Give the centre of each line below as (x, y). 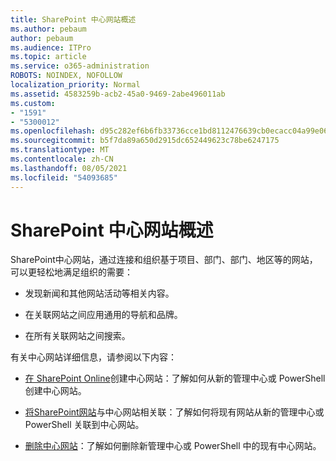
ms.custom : (33, 103)
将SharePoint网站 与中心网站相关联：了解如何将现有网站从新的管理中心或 (174, 412)
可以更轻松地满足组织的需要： (71, 272)
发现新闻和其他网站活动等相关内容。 (99, 293)
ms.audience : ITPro (51, 47)
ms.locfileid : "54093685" (64, 177)
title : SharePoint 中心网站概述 (73, 19)
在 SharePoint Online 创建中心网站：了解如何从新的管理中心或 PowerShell (175, 378)
